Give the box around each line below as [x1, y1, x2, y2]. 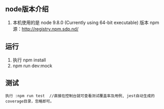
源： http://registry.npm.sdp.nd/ [12, 26, 79, 32]
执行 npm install [12, 57, 46, 63]
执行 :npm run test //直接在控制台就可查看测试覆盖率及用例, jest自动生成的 [5, 94, 155, 99]
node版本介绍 [5, 5, 49, 14]
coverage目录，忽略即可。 [5, 99, 54, 104]
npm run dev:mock [12, 62, 52, 69]
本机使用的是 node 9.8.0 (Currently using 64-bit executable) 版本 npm [12, 19, 159, 26]
